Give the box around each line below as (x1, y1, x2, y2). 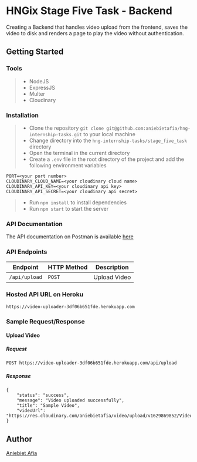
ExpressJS (29, 84, 56, 91)
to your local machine (83, 130, 136, 137)
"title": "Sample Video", (16, 403, 80, 409)
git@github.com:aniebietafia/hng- (106, 125, 191, 131)
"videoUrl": (16, 408, 46, 414)
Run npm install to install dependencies (29, 198, 127, 206)
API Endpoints (6, 248, 47, 256)
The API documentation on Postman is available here (6, 233, 134, 240)
